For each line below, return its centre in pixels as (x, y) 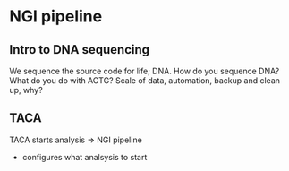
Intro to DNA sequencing (80, 50)
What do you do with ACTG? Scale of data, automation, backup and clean (144, 81)
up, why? (26, 90)
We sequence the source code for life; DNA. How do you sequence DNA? (144, 71)
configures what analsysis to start (85, 157)
